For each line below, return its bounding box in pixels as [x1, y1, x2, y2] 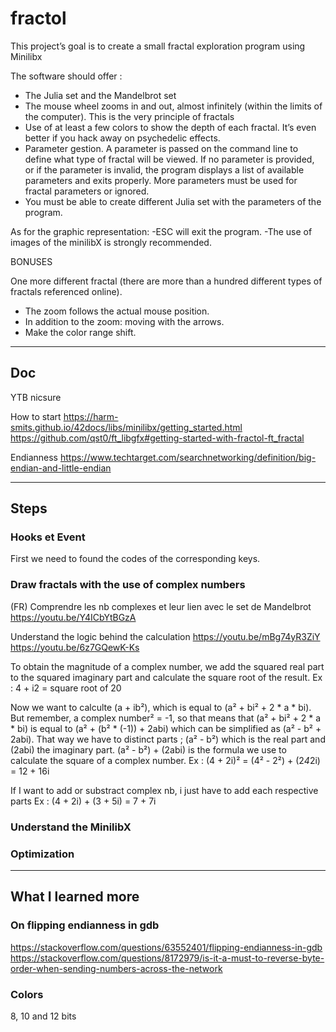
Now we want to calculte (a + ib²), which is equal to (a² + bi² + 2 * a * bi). [10, 701, 312, 713]
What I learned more [10, 888, 140, 906]
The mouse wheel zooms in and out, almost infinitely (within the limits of [24, 100, 323, 112]
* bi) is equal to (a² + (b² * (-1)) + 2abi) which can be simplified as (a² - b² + [10, 722, 322, 734]
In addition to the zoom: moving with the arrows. [24, 315, 225, 327]
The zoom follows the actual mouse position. [24, 305, 210, 317]
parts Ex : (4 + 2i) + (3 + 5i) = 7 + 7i [10, 795, 157, 807]
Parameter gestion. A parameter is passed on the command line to [24, 142, 299, 154]
